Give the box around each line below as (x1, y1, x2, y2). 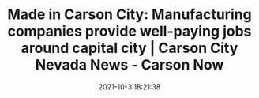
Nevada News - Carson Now (35, 56, 224, 74)
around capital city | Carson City (21, 40, 238, 57)
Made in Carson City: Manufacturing (7, 6, 252, 24)
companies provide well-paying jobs (7, 22, 252, 40)
